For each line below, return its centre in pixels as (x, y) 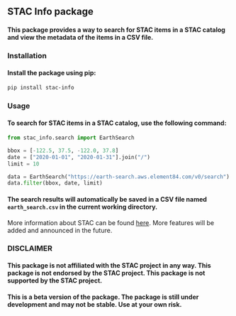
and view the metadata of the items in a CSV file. (80, 37)
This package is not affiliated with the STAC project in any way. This (109, 266)
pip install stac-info (41, 88)
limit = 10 (23, 164)
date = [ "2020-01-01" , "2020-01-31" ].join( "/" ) (79, 157)
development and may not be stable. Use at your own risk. (95, 304)
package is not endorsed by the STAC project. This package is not (106, 273)
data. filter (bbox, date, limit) (55, 183)
